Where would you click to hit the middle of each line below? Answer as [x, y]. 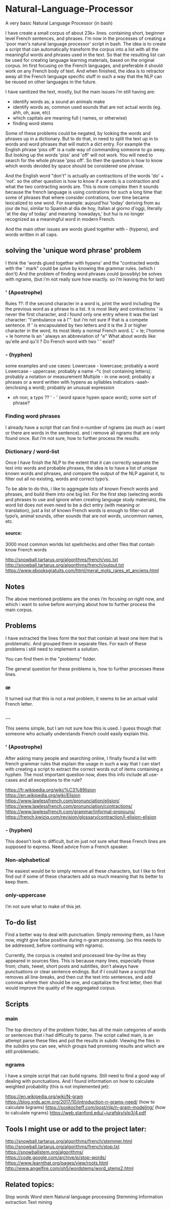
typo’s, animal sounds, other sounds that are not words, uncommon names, [84, 516]
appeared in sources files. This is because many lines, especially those [80, 961]
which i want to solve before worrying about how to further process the [80, 604]
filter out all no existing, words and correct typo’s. [57, 479]
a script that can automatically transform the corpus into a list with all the [82, 49]
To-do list [21, 922]
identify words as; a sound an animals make [59, 101]
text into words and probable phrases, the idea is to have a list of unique [81, 468]
